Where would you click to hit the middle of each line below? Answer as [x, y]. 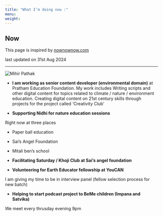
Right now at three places [31, 123]
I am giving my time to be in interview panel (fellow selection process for [78, 179]
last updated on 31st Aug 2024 [36, 59]
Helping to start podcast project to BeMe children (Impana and [76, 194]
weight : [13, 19]
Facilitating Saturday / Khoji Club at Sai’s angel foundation [72, 160]
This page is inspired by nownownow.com [47, 50]
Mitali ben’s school [31, 151]
